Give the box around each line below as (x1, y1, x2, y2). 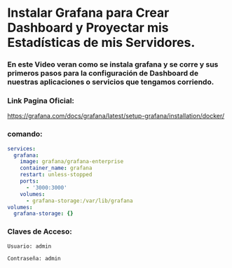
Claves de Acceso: (7, 227, 72, 237)
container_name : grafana (20, 164, 93, 172)
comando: (7, 129, 43, 139)
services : (7, 145, 36, 152)
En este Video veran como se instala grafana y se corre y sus (7, 59, 219, 69)
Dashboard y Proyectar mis (7, 20, 169, 36)
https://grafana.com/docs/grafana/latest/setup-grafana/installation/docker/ (7, 112, 225, 120)
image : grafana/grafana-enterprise (20, 158, 124, 165)
